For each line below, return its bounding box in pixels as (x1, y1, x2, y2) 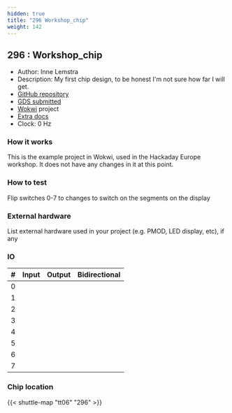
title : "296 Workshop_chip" (7, 17, 89, 24)
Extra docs (17, 113, 49, 121)
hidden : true (7, 10, 45, 17)
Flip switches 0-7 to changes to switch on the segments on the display (7, 194, 211, 202)
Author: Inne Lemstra (17, 68, 79, 76)
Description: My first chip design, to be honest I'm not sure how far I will (17, 75, 225, 84)
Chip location (7, 382, 54, 392)
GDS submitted (17, 97, 61, 106)
